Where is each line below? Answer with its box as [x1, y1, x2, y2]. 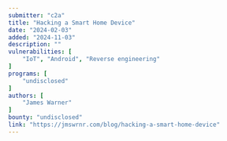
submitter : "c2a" [8, 11, 65, 20]
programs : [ [8, 70, 47, 78]
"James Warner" [22, 99, 73, 107]
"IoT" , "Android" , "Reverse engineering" [22, 56, 160, 63]
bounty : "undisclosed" [8, 114, 83, 121]
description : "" [8, 41, 61, 49]
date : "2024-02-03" [8, 26, 73, 34]
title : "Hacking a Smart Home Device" [8, 19, 136, 27]
